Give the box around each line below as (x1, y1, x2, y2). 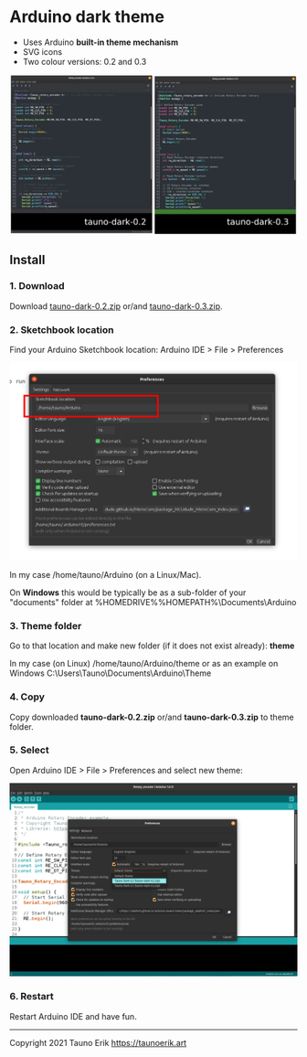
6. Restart (9, 990, 54, 1003)
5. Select (9, 743, 49, 756)
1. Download (9, 280, 66, 293)
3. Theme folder (9, 619, 82, 632)
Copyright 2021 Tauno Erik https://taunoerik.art (9, 1037, 187, 1048)
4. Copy (9, 690, 46, 703)
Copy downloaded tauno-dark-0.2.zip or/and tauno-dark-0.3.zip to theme (9, 711, 294, 722)
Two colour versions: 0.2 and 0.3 (22, 56, 147, 67)
